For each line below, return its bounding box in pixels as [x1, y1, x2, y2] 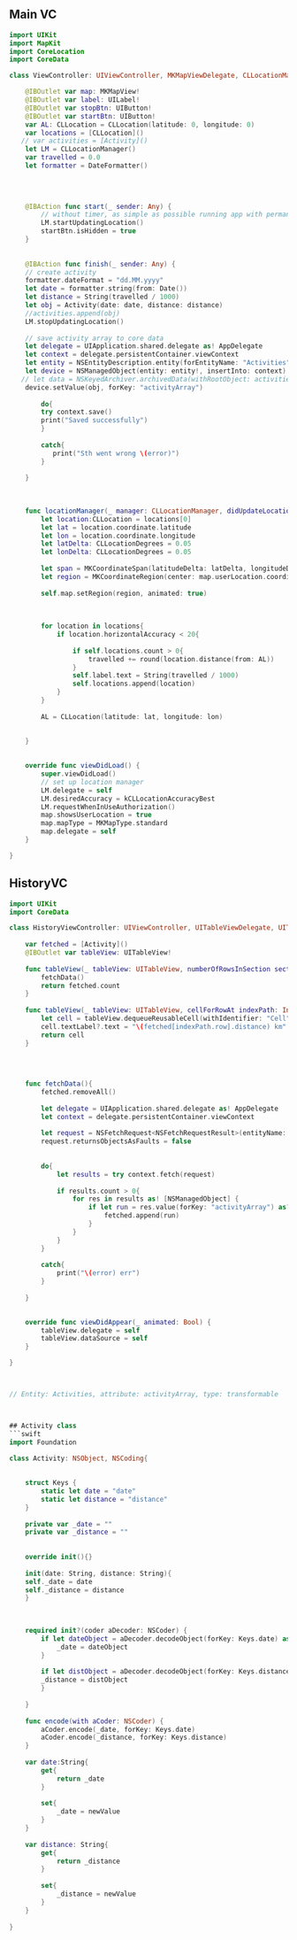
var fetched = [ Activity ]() [25, 940, 128, 949]
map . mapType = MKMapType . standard [41, 819, 168, 828]
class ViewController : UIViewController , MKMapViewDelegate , [9, 71, 240, 81]
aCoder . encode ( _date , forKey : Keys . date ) [41, 1725, 196, 1734]
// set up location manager [41, 777, 144, 786]
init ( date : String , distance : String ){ [25, 1569, 172, 1578]
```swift [9, 1429, 42, 1438]
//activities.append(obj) [25, 309, 121, 318]
